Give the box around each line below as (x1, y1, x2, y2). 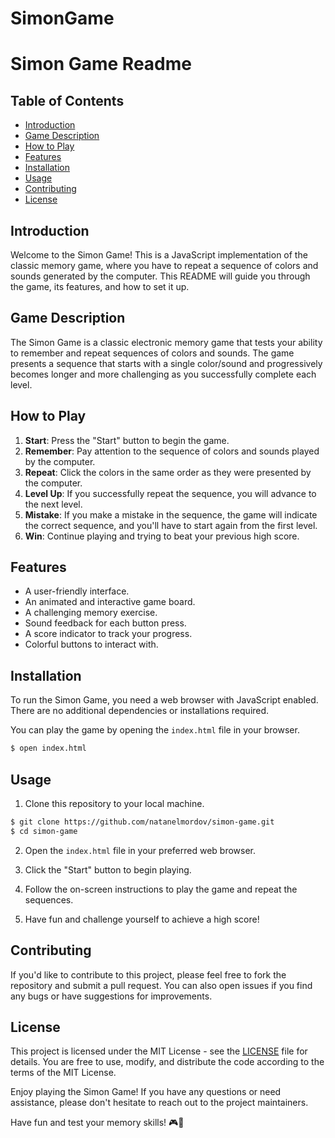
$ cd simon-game (10, 826, 78, 836)
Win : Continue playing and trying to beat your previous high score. (24, 530, 300, 542)
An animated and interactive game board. (24, 596, 196, 608)
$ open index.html (10, 743, 87, 754)
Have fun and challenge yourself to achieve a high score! (24, 913, 260, 925)
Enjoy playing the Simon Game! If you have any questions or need (10, 1086, 282, 1098)
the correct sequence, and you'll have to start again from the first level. (24, 519, 318, 531)
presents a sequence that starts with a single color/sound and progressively (10, 357, 323, 369)
